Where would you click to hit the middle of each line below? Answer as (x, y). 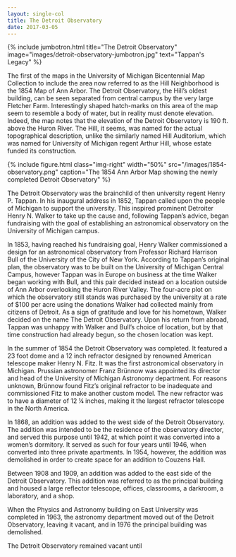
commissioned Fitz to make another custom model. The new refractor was (115, 394)
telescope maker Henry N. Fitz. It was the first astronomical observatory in (116, 363)
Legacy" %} (25, 62)
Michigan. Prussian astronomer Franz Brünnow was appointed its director (114, 371)
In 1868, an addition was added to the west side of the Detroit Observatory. (116, 422)
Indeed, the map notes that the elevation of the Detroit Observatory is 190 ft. (118, 121)
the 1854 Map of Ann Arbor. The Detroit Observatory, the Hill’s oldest (107, 91)
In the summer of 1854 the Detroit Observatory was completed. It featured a (117, 348)
